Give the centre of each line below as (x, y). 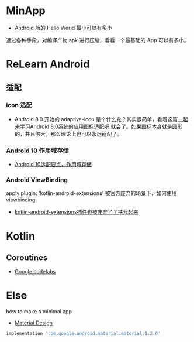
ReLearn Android (48, 64)
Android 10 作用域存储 (37, 151)
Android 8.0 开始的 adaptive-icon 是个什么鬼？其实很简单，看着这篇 (96, 119)
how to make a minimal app (39, 312)
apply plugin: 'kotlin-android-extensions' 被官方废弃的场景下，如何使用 (91, 193)
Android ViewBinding (37, 180)
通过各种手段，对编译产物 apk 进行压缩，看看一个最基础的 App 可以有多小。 (98, 40)
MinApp (26, 11)
